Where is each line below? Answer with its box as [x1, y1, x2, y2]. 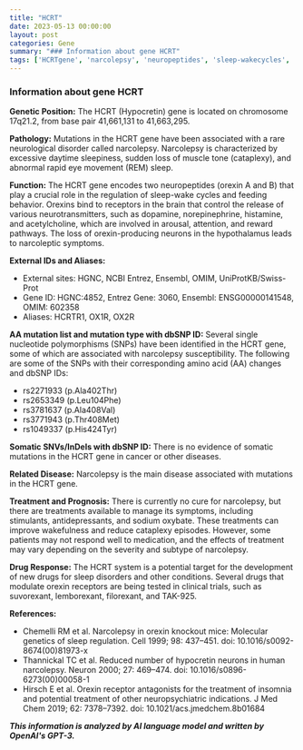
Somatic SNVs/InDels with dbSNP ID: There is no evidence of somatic [9, 441, 274, 452]
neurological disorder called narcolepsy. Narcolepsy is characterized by [9, 143, 279, 154]
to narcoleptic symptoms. [9, 238, 104, 249]
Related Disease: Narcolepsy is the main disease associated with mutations [9, 469, 293, 479]
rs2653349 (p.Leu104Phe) [22, 395, 122, 406]
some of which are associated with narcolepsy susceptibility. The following [9, 349, 290, 360]
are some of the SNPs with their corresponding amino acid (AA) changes [9, 358, 282, 369]
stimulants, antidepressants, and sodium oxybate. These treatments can [9, 515, 279, 527]
